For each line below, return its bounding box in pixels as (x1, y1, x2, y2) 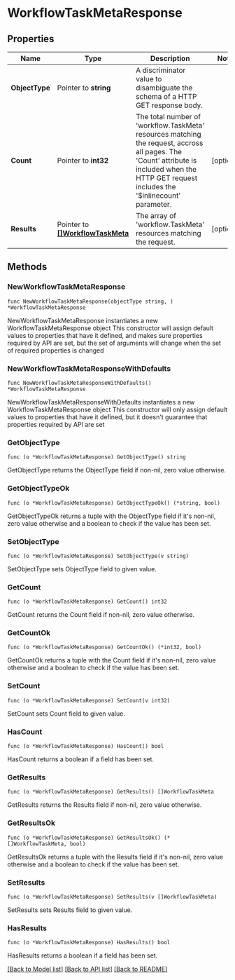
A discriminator (135, 65, 186, 75)
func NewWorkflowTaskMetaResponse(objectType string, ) (7, 298, 173, 305)
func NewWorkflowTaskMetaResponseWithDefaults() (7, 379, 152, 386)
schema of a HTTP (135, 92, 197, 101)
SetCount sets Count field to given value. (7, 709, 126, 718)
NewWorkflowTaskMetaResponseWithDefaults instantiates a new (7, 397, 195, 406)
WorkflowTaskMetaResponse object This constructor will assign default (7, 324, 214, 332)
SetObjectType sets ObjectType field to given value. (7, 564, 157, 573)
